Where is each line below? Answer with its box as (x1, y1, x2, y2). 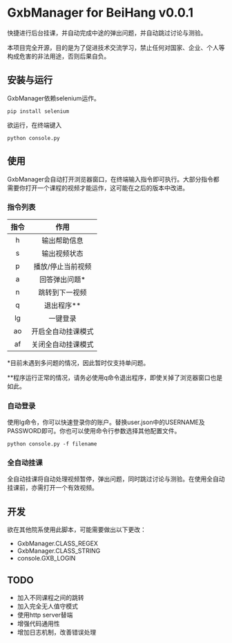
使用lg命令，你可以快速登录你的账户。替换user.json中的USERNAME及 (7, 418, 205, 427)
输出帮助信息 (41, 236, 84, 245)
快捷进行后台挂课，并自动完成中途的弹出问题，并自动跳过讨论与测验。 (7, 28, 207, 37)
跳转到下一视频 (38, 288, 88, 297)
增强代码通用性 (17, 619, 60, 628)
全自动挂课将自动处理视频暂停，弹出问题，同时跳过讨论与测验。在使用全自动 (7, 475, 225, 483)
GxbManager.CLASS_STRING (17, 547, 101, 555)
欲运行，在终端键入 (7, 121, 62, 129)
